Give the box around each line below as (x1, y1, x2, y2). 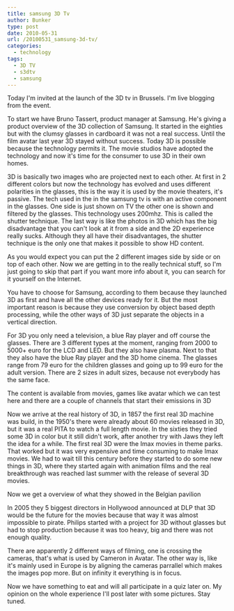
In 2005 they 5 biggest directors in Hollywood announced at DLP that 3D (7, 504, 216, 512)
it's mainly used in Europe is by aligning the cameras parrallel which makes (7, 562, 223, 570)
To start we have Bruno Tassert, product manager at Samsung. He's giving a (7, 115, 226, 123)
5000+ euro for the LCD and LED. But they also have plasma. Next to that (7, 346, 217, 355)
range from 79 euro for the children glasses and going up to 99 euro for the (7, 361, 224, 370)
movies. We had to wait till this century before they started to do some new (7, 454, 223, 463)
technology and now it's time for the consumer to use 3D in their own (7, 152, 206, 160)
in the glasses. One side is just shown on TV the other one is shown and (7, 203, 214, 211)
